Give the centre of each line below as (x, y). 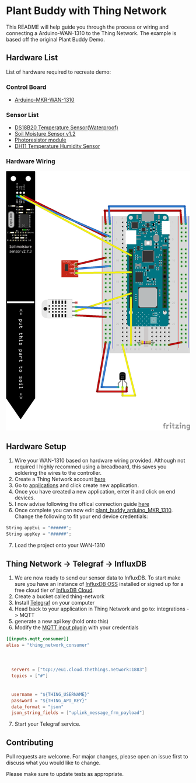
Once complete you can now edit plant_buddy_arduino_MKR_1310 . (94, 510)
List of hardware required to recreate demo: (59, 72)
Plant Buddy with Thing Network (87, 11)
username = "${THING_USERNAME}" (51, 694)
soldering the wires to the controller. (58, 473)
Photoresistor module (40, 140)
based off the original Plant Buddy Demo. (55, 39)
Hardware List (32, 58)
